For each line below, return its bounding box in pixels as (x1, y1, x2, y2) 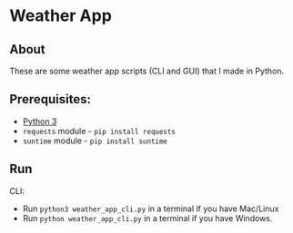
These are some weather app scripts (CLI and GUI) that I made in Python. (9, 65, 285, 76)
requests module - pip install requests (22, 125, 176, 136)
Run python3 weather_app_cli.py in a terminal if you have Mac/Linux (22, 203, 279, 214)
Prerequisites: (9, 92, 91, 107)
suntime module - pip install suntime (22, 135, 168, 146)
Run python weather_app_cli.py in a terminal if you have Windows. (22, 212, 273, 223)
